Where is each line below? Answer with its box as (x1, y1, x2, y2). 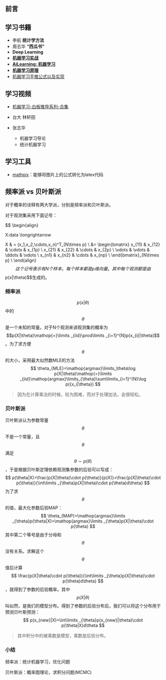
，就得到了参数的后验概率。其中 (5, 587, 70, 593)
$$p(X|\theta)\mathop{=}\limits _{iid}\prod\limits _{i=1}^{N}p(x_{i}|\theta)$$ (6, 332, 160, 338)
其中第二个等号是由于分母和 (5, 532, 62, 538)
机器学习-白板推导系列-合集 (12, 104, 69, 110)
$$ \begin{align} (5, 222, 39, 228)
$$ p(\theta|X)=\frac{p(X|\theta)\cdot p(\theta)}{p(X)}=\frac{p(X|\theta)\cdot (5, 475, 161, 481)
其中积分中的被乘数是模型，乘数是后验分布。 (17, 633, 109, 639)
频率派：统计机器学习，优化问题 (5, 659, 70, 665)
